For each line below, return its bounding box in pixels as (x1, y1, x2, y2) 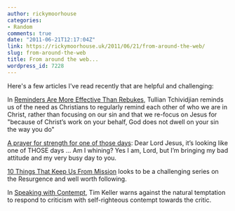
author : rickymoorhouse (7, 10, 77, 18)
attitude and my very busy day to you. (7, 154, 117, 162)
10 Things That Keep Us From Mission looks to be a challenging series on (7, 167, 219, 175)
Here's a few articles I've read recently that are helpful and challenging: (7, 81, 214, 90)
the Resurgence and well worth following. (7, 175, 128, 183)
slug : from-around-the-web (7, 50, 86, 57)
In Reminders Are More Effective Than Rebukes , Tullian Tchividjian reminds (7, 95, 224, 104)
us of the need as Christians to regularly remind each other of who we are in (7, 102, 228, 111)
